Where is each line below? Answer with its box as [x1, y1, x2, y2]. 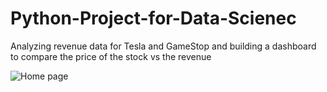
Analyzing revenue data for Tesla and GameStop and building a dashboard [10, 40, 317, 52]
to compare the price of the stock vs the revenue [10, 50, 212, 62]
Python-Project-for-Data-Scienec [10, 7, 297, 30]
